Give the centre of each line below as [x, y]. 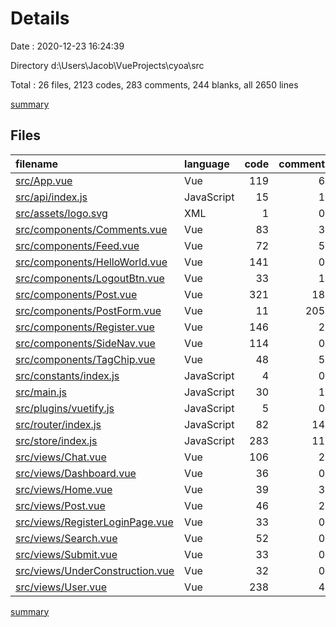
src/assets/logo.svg [61, 213]
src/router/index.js [58, 424]
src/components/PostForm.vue [88, 310]
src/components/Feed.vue [77, 245]
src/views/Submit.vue [66, 554]
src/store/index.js [56, 440]
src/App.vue [44, 180]
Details [40, 18]
